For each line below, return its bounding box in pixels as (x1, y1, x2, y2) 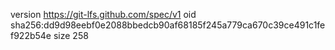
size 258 (53, 30, 89, 41)
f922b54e (10, 30, 52, 41)
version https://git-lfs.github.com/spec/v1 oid (10, 9, 197, 20)
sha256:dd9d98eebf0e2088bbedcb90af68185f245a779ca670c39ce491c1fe (10, 19, 326, 31)
